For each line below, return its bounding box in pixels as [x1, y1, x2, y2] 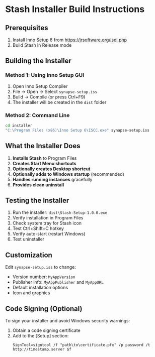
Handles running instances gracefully [12, 176, 93, 182]
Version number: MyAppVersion [12, 274, 75, 280]
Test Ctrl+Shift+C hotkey [12, 225, 64, 231]
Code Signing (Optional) [5, 304, 83, 313]
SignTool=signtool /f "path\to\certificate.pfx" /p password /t [12, 342, 150, 347]
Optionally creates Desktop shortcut [12, 166, 91, 172]
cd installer [5, 123, 33, 128]
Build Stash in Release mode [12, 42, 72, 48]
